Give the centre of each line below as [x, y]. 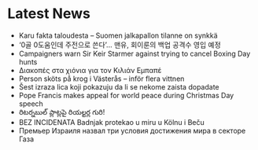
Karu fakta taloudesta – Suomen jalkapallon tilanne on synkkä [118, 35]
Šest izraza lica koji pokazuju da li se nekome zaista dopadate [119, 86]
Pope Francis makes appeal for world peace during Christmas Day [126, 95]
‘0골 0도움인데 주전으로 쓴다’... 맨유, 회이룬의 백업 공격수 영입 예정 [120, 45]
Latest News [49, 14]
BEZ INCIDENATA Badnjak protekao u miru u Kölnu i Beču [112, 122]
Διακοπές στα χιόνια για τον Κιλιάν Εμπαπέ [90, 70]
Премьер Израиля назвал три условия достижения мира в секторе [132, 130]
